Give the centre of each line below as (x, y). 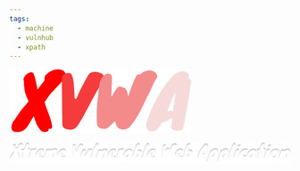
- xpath (32, 47)
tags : (19, 19)
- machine (35, 28)
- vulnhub (35, 37)
